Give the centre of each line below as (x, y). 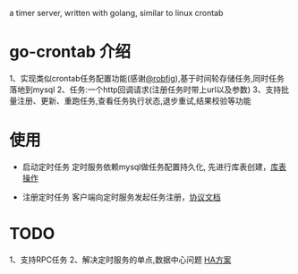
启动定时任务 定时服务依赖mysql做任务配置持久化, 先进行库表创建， (146, 167)
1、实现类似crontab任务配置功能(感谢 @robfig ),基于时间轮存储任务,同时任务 (147, 78)
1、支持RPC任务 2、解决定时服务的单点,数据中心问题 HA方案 (120, 260)
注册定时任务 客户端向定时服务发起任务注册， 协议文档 (121, 197)
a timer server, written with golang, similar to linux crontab (116, 13)
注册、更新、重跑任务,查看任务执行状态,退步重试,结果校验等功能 (134, 100)
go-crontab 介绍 (70, 52)
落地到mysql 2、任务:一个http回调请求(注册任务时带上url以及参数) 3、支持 (145, 90)
